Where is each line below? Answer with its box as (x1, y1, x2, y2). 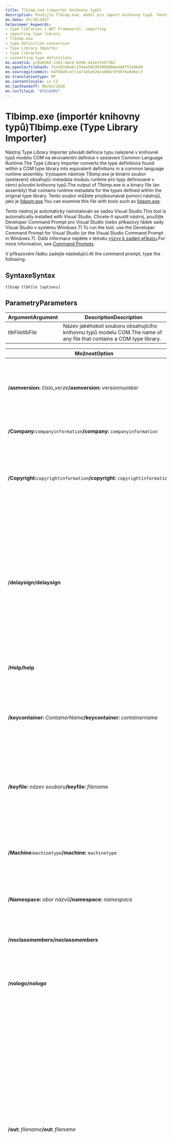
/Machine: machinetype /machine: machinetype (8, 849, 117, 856)
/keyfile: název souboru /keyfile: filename (8, 783, 109, 791)
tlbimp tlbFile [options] (5, 285, 60, 290)
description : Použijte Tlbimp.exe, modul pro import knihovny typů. (5, 12, 155, 17)
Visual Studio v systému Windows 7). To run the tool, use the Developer (5, 224, 155, 231)
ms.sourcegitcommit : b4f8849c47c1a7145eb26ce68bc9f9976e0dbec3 (5, 70, 143, 75)
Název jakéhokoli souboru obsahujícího (63, 322, 158, 329)
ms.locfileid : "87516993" (5, 88, 60, 94)
